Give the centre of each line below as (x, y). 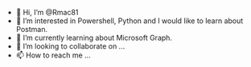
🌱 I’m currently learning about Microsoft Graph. (94, 37)
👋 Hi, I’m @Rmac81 (47, 12)
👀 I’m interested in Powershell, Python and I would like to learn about (130, 21)
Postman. (32, 29)
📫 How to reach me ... (53, 55)
